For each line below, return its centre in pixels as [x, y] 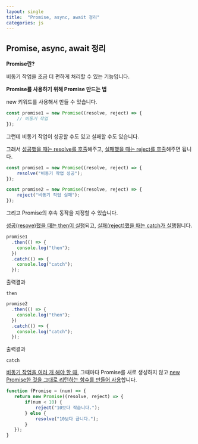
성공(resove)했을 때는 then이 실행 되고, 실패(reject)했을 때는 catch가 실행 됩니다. [99, 226]
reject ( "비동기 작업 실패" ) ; [48, 195]
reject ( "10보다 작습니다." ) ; [67, 408]
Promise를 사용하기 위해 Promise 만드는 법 [56, 89]
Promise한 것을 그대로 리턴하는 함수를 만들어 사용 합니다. [72, 380]
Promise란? [21, 64]
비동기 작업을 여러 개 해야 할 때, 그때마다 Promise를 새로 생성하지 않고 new [93, 372]
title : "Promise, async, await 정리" [53, 17]
